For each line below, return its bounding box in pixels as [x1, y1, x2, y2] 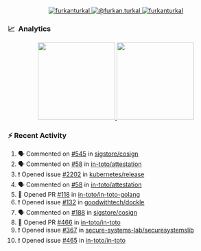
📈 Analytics [8, 24, 51, 34]
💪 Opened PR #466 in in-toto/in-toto [17, 218, 121, 226]
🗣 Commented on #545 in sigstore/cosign [17, 150, 139, 158]
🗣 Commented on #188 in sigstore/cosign [17, 208, 138, 216]
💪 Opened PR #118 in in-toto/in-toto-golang [17, 190, 140, 198]
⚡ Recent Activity [8, 131, 67, 141]
